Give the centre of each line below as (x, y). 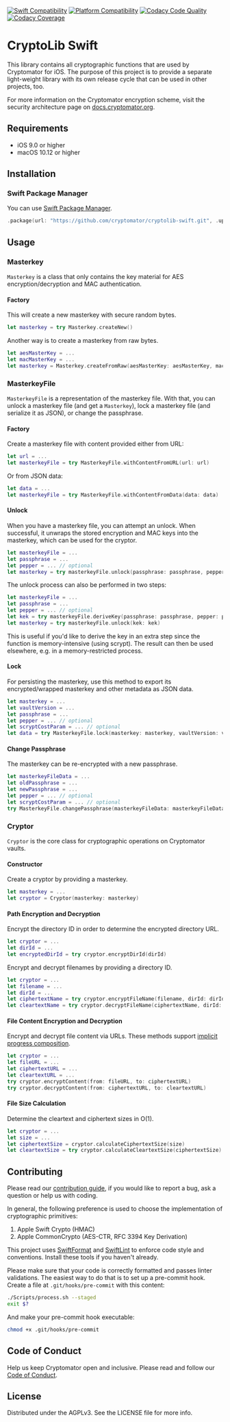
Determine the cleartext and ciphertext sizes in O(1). (80, 1118)
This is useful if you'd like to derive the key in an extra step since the (104, 636)
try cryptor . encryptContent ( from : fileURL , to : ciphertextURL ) (99, 1081)
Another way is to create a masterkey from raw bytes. (83, 341)
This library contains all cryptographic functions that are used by (98, 64)
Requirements (38, 129)
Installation (31, 174)
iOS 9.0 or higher (41, 145)
